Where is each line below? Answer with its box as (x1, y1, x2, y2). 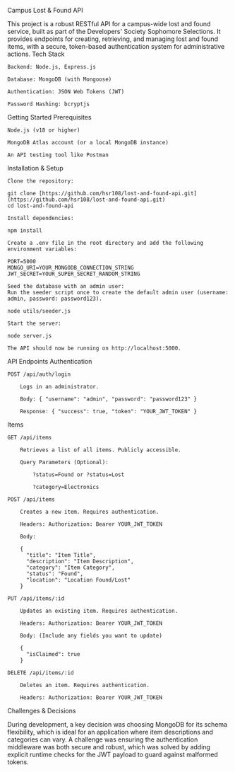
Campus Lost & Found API (7, 6, 83, 14)
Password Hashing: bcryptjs (7, 100, 90, 108)
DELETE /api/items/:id (7, 669, 74, 676)
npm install (7, 227, 42, 234)
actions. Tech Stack (7, 50, 65, 58)
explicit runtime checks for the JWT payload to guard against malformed (7, 750, 219, 759)
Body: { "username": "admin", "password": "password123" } (20, 396, 198, 403)
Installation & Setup (7, 164, 64, 172)
